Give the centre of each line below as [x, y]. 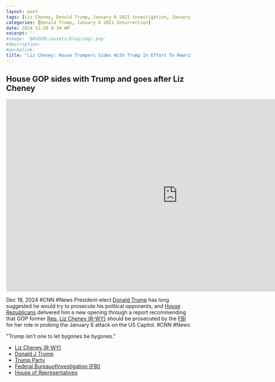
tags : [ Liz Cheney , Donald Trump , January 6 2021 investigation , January [98, 17]
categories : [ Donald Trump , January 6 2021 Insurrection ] [78, 22]
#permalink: [21, 50]
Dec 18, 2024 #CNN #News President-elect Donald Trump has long [88, 300]
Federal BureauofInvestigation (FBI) [58, 366]
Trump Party [30, 360]
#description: [24, 45]
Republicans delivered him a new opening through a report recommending [96, 313]
